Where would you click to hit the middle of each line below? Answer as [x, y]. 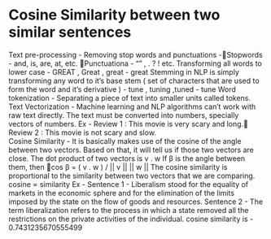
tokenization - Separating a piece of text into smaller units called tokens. [129, 98]
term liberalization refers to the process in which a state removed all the [129, 210]
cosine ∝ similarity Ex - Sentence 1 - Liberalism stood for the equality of [129, 184]
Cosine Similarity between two [114, 15]
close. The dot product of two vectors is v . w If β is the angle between [127, 158]
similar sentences [70, 32]
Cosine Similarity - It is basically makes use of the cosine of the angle [125, 141]
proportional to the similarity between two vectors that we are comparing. [132, 176]
